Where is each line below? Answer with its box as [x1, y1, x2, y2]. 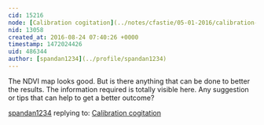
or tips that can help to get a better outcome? [8, 93, 155, 102]
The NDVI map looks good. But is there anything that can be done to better [8, 76, 250, 86]
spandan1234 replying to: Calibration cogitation [8, 108, 162, 117]
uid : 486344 [8, 48, 47, 55]
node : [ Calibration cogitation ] [8, 19, 114, 27]
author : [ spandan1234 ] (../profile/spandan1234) [8, 55, 167, 63]
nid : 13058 [8, 26, 44, 34]
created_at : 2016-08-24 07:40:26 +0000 [8, 33, 139, 41]
